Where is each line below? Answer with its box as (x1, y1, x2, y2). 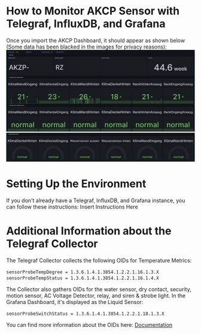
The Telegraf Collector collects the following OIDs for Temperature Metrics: (6, 257, 192, 264)
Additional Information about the (6, 224, 172, 237)
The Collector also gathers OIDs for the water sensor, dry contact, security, (6, 285, 191, 293)
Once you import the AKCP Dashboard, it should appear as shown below (6, 37, 185, 44)
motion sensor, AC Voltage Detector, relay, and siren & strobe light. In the (6, 292, 186, 299)
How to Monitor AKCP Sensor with (6, 4, 180, 18)
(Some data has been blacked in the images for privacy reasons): (6, 43, 167, 50)
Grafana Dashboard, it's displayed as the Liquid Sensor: (6, 298, 144, 305)
